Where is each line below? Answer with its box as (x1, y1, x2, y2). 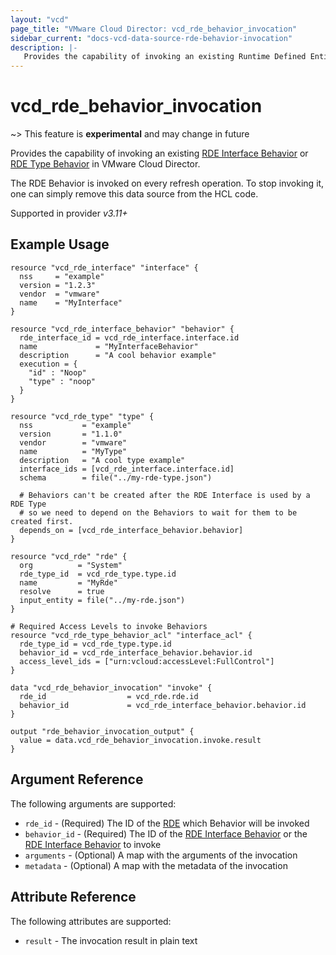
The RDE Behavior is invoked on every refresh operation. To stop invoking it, (10, 177, 325, 190)
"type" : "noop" (28, 376, 97, 386)
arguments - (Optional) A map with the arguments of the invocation (24, 849, 298, 861)
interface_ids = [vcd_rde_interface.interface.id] (19, 464, 235, 474)
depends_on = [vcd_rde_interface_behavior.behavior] (19, 525, 244, 535)
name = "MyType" (19, 446, 128, 456)
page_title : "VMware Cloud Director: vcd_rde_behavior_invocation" (10, 24, 298, 34)
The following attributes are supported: (10, 915, 172, 927)
